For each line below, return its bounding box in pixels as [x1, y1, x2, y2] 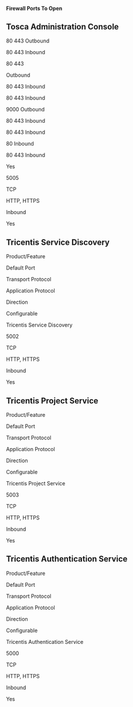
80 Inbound [6, 140, 34, 147]
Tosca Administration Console [6, 21, 119, 32]
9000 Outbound [6, 106, 45, 113]
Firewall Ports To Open [6, 5, 63, 12]
